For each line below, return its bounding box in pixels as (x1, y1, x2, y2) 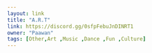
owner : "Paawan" (7, 29, 54, 36)
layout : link (7, 10, 45, 17)
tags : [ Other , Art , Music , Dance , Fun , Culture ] (7, 36, 146, 43)
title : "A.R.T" (7, 17, 51, 23)
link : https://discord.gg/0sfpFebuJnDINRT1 (7, 23, 134, 30)
